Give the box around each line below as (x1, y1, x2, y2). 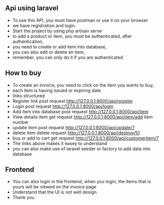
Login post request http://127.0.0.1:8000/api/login (12, 103, 113, 109)
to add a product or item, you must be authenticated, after (12, 33, 132, 39)
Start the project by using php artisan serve (12, 27, 102, 34)
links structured (12, 92, 45, 99)
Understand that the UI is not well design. (12, 189, 98, 195)
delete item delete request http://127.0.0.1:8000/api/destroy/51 (12, 130, 140, 136)
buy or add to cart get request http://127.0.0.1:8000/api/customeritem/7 (12, 135, 159, 141)
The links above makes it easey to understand (12, 140, 107, 146)
